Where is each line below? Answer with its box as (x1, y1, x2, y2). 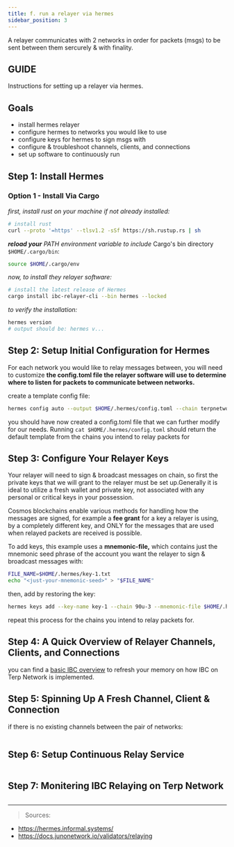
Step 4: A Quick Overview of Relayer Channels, (8, 636, 216, 648)
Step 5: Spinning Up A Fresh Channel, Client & (8, 693, 210, 705)
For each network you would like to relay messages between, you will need (8, 363, 223, 371)
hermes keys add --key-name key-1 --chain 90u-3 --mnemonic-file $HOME (8, 603, 219, 610)
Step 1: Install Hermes (8, 170, 104, 182)
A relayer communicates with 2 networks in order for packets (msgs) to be (8, 36, 221, 44)
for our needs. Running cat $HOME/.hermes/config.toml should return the (8, 425, 217, 433)
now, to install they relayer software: (8, 273, 112, 281)
